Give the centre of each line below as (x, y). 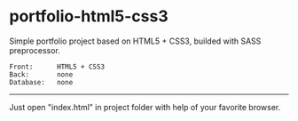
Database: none (41, 82)
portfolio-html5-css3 (89, 16)
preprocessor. (35, 50)
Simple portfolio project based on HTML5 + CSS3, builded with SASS (135, 41)
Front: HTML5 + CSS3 (57, 67)
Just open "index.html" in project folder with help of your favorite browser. (145, 107)
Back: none (41, 74)
